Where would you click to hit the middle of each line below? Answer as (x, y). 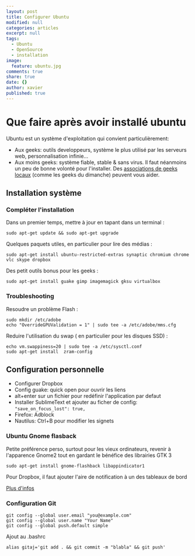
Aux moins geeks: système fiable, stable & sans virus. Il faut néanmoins (100, 162)
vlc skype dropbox (28, 260)
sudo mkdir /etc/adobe (34, 320)
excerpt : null (23, 33)
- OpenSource (27, 50)
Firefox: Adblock (34, 415)
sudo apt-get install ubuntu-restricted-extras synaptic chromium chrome (98, 255)
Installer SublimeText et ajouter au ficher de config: (76, 402)
